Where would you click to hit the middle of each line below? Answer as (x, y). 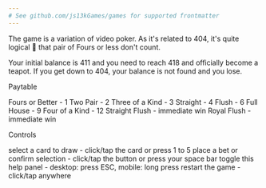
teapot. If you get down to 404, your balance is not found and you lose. (125, 71)
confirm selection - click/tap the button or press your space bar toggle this (131, 158)
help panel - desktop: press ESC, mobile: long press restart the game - (125, 167)
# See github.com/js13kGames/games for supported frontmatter (114, 16)
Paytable (23, 86)
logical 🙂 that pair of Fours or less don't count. (85, 47)
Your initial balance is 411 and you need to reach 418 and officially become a (133, 62)
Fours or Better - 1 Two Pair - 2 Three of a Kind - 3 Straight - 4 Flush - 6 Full (133, 102)
